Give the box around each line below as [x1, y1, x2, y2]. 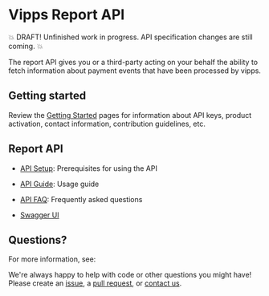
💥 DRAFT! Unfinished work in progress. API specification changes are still [8, 32, 253, 42]
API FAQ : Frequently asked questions [19, 194, 143, 204]
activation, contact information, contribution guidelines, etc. [8, 119, 206, 128]
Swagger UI [19, 210, 59, 220]
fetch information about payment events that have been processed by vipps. [8, 66, 261, 75]
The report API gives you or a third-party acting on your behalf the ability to [8, 57, 259, 67]
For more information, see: [8, 254, 96, 264]
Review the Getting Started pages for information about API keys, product [8, 110, 252, 120]
